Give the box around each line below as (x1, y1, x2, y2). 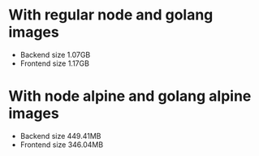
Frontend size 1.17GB (19, 58, 89, 68)
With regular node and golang (8, 6, 214, 24)
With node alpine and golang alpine (8, 87, 252, 106)
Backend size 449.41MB (19, 131, 101, 141)
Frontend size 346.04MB (19, 140, 104, 149)
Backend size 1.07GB (19, 50, 91, 59)
